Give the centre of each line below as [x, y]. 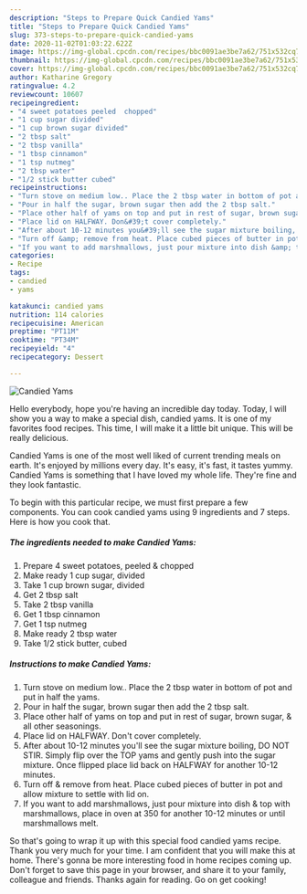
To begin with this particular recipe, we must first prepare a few [129, 502]
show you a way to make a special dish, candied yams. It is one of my [141, 418]
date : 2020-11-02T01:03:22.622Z [71, 43]
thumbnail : [30, 60]
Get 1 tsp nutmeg [55, 624]
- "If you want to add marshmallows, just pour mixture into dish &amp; [151, 247]
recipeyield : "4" [42, 349]
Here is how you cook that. [60, 521]
